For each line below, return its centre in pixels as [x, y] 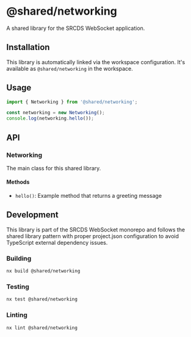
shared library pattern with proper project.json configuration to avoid [92, 236]
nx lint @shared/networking [42, 328]
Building [19, 258]
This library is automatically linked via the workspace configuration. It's [96, 62]
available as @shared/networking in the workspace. [70, 68]
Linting [17, 315]
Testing [18, 286]
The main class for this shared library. [54, 168]
